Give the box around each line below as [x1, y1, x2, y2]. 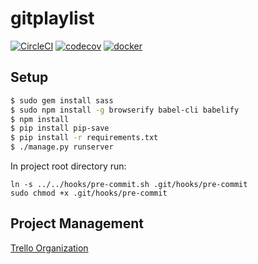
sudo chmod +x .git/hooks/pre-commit [10, 188, 168, 198]
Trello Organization [10, 242, 89, 254]
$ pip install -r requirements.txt [10, 133, 159, 143]
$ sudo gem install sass [10, 95, 114, 106]
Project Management [10, 215, 144, 232]
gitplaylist [10, 7, 95, 30]
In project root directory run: [10, 160, 127, 172]
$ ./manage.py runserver [10, 142, 114, 152]
